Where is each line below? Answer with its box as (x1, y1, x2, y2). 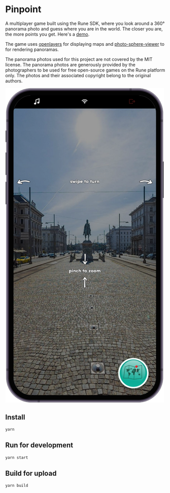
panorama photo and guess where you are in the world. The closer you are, (5, 25, 163, 31)
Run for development (5, 441, 74, 450)
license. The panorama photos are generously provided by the (5, 61, 135, 68)
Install (5, 413, 25, 421)
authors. (5, 78, 23, 84)
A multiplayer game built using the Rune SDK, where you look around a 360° (5, 20, 165, 26)
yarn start (5, 455, 28, 460)
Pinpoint (5, 4, 42, 15)
